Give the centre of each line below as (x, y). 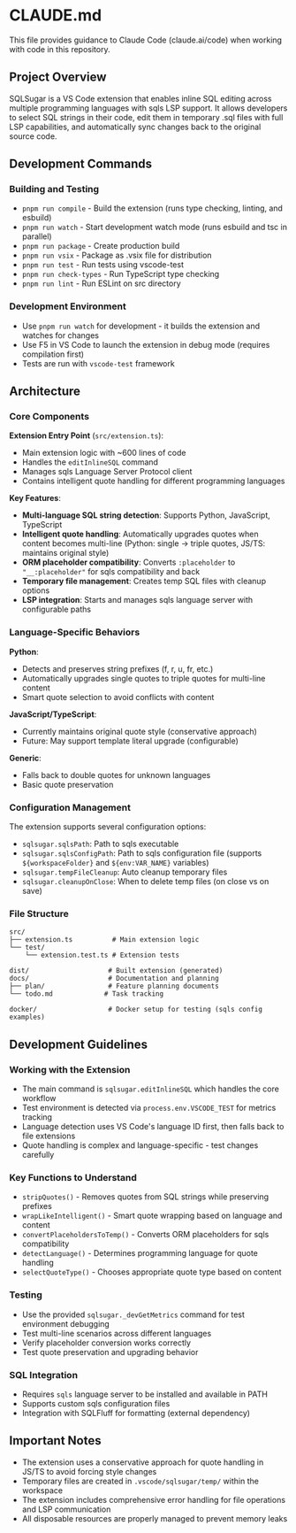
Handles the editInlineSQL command (90, 462)
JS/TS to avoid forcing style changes (89, 1471)
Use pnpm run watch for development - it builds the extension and (141, 326)
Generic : (25, 758)
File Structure (39, 913)
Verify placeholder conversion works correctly (106, 1343)
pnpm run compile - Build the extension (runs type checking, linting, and (152, 208)
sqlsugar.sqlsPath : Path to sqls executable (100, 844)
